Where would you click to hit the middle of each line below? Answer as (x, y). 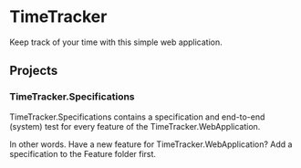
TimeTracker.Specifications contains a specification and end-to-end (137, 117)
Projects (34, 71)
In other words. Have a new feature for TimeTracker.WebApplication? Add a (151, 144)
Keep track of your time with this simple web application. (116, 42)
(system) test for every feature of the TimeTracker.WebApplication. (135, 126)
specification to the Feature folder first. (83, 153)
